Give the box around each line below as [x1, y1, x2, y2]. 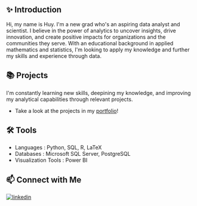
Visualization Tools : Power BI [14, 156, 88, 164]
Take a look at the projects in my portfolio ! [14, 107, 118, 114]
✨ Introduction [6, 5, 61, 15]
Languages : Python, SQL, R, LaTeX [14, 144, 102, 151]
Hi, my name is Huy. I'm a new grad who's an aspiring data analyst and [6, 20, 180, 27]
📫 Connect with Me [6, 174, 82, 185]
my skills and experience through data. [6, 52, 101, 59]
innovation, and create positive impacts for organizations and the [6, 33, 166, 41]
